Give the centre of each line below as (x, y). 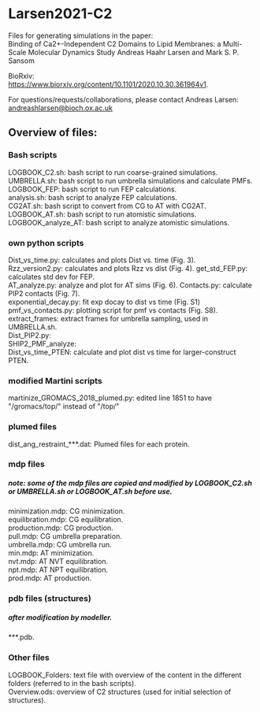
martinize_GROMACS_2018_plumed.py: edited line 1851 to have (110, 398)
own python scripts (46, 243)
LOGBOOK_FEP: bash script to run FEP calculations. (93, 189)
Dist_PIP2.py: (30, 335)
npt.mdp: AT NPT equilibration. (58, 570)
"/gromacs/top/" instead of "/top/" (64, 406)
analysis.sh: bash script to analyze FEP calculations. (93, 197)
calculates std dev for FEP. (52, 276)
